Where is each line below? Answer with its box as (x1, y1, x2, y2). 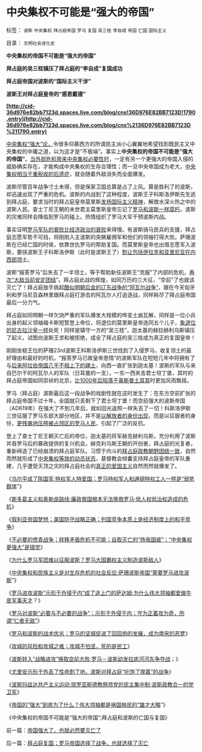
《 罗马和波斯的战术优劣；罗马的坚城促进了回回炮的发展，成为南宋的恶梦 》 (6, 629, 191, 637)
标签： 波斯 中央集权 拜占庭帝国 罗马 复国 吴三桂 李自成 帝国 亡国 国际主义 (6, 26, 167, 34)
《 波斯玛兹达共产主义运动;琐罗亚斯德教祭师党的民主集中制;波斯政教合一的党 (6, 681, 194, 688)
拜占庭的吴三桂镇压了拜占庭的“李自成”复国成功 (6, 64, 123, 72)
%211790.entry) (6, 127, 47, 135)
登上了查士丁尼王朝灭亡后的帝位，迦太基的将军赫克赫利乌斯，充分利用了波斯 (6, 432, 196, 439)
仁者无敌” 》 (14, 617, 43, 624)
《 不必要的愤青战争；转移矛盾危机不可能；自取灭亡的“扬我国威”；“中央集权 (6, 536, 192, 543)
